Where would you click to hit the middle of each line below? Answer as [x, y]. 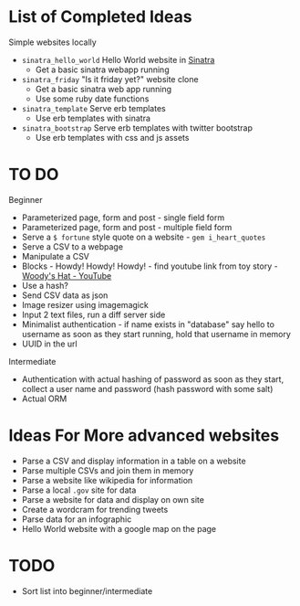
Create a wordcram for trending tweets [95, 509]
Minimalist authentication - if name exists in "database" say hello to [148, 324]
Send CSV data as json [65, 295]
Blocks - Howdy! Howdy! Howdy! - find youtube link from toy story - [150, 266]
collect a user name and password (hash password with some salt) [147, 388]
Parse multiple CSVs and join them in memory [108, 470]
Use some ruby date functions [92, 99]
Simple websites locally [52, 42]
